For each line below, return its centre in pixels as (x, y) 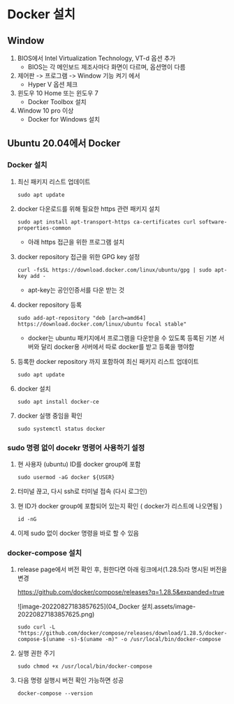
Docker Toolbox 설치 (57, 102)
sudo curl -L (36, 627)
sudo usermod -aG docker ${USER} (66, 477)
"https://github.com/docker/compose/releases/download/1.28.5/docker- (122, 633)
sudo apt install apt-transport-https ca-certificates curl (107, 222)
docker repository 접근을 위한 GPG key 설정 (79, 256)
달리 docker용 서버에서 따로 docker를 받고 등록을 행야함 (118, 346)
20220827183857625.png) (56, 615)
